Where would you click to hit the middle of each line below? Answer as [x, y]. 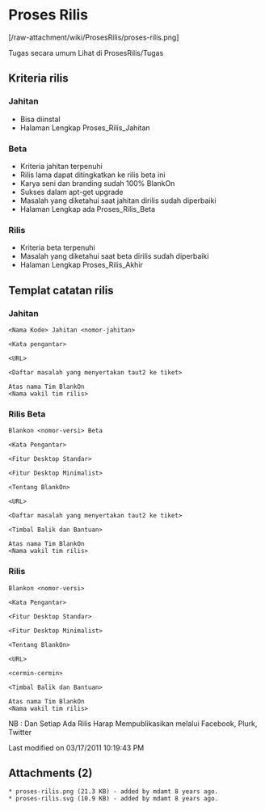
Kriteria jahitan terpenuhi [61, 166]
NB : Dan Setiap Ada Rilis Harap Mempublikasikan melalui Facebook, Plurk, [133, 723]
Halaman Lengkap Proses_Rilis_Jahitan [85, 128]
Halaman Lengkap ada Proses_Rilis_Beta [88, 209]
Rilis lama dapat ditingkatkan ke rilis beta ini [93, 175]
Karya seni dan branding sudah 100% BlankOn [97, 183]
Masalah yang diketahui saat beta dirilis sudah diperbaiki [114, 256]
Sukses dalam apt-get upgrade [72, 192]
